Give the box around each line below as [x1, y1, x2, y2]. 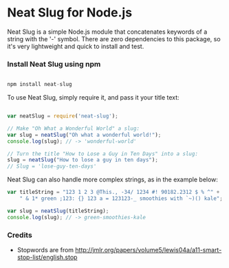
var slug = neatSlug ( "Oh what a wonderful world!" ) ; [7, 131, 162, 138]
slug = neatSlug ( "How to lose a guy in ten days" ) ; [7, 157, 158, 164]
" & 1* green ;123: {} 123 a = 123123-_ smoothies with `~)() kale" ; [19, 195, 223, 202]
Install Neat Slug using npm [7, 59, 101, 69]
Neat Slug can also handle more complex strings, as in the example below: [7, 175, 219, 183]
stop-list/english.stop [17, 253, 78, 262]
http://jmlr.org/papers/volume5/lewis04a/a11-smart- [75, 246, 222, 254]
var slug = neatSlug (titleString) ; [7, 208, 109, 214]
